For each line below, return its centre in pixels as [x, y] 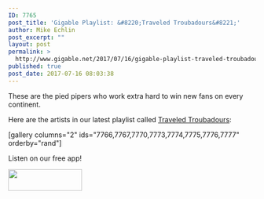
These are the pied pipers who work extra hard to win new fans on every [126, 96]
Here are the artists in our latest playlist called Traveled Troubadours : [120, 119]
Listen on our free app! [45, 158]
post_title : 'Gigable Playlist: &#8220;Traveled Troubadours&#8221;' [125, 23]
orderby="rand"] [35, 143]
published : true [35, 67]
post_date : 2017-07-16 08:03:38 [61, 74]
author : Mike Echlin [42, 30]
